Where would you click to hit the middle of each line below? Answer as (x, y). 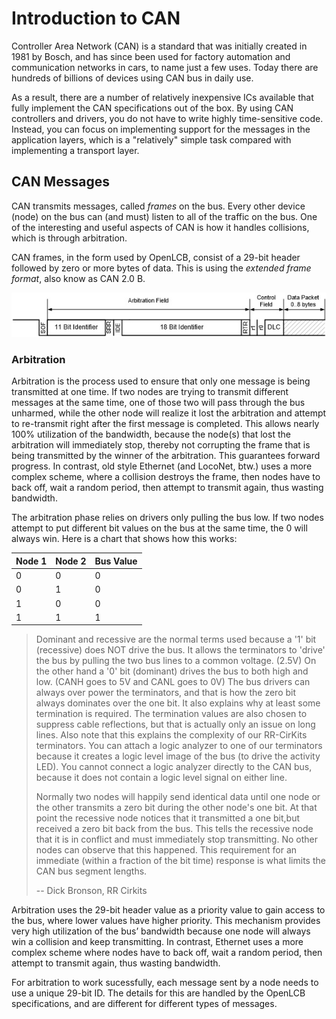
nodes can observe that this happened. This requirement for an (166, 850)
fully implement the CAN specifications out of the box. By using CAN (152, 108)
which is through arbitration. (69, 238)
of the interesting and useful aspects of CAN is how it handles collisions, (160, 227)
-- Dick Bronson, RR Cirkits (91, 891)
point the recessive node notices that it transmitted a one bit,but (168, 818)
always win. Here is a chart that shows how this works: (124, 539)
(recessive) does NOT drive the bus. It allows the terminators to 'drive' (180, 650)
